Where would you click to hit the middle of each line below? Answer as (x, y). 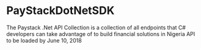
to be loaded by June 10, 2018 (44, 40)
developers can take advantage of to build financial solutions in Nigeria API (101, 34)
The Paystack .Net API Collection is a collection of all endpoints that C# (96, 27)
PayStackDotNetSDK (60, 11)
